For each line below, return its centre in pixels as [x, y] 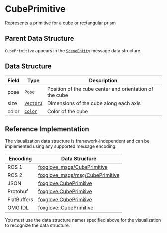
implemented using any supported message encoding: [61, 146]
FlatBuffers [21, 200]
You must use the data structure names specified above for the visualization [83, 220]
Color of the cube [68, 111]
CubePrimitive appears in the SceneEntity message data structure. [73, 50]
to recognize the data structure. [38, 225]
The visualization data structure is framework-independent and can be [77, 141]
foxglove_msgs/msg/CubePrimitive [79, 175]
